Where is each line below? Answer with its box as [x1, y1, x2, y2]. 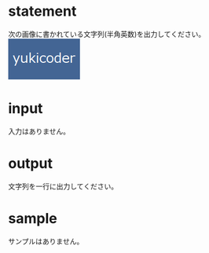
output [8, 155, 53, 173]
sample [8, 210, 57, 227]
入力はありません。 [8, 126, 71, 136]
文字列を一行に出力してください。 [8, 181, 119, 191]
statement [8, 2, 77, 20]
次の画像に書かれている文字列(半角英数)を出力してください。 [8, 29, 206, 38]
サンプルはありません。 [8, 236, 84, 246]
